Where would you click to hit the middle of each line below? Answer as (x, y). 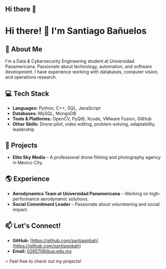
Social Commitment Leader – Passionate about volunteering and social (86, 204)
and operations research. (31, 77)
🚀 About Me (24, 49)
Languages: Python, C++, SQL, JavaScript (56, 108)
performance (26, 199)
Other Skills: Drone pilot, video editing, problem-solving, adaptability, (84, 124)
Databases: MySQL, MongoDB (44, 114)
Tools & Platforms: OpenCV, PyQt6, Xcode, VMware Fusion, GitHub (82, 119)
